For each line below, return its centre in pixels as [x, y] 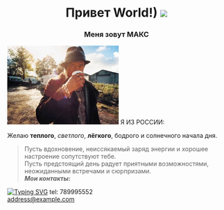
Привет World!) [112, 13]
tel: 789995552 [71, 192]
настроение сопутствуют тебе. [70, 157]
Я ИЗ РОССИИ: [143, 122]
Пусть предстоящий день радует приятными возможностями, [117, 164]
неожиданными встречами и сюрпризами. [87, 171]
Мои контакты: [47, 179]
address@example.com [41, 200]
